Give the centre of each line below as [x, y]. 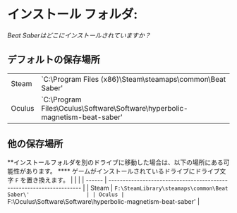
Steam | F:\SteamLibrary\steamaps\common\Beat [159, 188]
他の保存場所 [35, 144]
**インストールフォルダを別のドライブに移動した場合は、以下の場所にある [115, 162]
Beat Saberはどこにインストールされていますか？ [79, 35]
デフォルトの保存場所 [54, 60]
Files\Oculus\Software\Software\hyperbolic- [115, 108]
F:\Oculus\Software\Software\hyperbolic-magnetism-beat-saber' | [103, 201]
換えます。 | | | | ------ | [73, 180]
